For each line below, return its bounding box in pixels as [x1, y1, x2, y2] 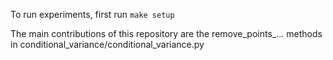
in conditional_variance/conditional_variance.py [10, 39, 205, 50]
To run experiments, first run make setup [10, 9, 175, 20]
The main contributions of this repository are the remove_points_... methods [10, 28, 323, 39]
